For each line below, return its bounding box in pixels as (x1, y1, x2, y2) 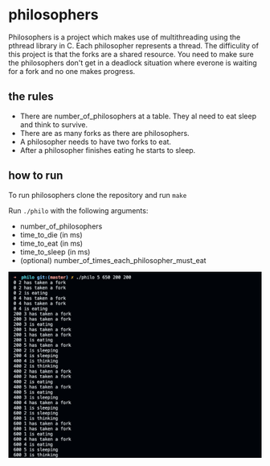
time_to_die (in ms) (19, 229, 83, 239)
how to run (8, 169, 63, 183)
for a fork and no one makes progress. (8, 66, 136, 76)
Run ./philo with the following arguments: (8, 205, 149, 215)
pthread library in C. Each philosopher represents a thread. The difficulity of (8, 40, 260, 50)
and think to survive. (19, 119, 88, 130)
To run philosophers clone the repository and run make (8, 190, 187, 200)
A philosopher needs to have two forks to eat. (19, 137, 171, 146)
